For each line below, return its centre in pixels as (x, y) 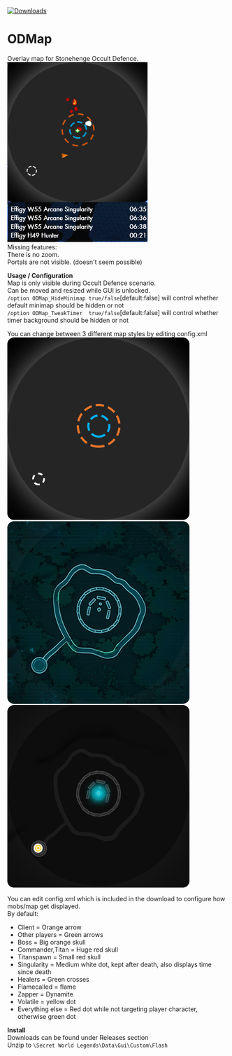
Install (16, 1030)
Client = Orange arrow (49, 927)
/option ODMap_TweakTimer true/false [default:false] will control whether (113, 312)
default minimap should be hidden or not (66, 305)
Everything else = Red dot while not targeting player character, (107, 1009)
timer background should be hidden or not (68, 320)
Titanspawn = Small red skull (59, 957)
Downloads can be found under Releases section (78, 1037)
